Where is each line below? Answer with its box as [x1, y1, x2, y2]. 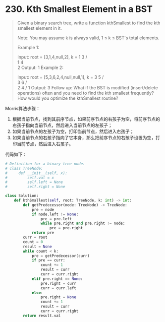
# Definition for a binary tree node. [5, 161, 85, 166]
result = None [23, 244, 52, 249]
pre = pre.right [49, 226, 83, 231]
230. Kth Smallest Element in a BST [5, 3, 153, 15]
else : [31, 290, 43, 295]
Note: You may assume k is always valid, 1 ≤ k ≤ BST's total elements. [17, 35, 160, 41]
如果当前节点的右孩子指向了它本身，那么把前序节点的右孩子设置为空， [12, 134, 156, 140]
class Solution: [5, 193, 39, 198]
